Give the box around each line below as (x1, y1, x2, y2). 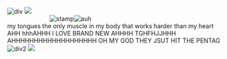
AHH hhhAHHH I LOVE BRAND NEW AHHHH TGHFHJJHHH (7, 29, 177, 37)
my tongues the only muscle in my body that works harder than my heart (7, 22, 214, 30)
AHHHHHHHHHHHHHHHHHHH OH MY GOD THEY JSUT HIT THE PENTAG (7, 36, 221, 45)
